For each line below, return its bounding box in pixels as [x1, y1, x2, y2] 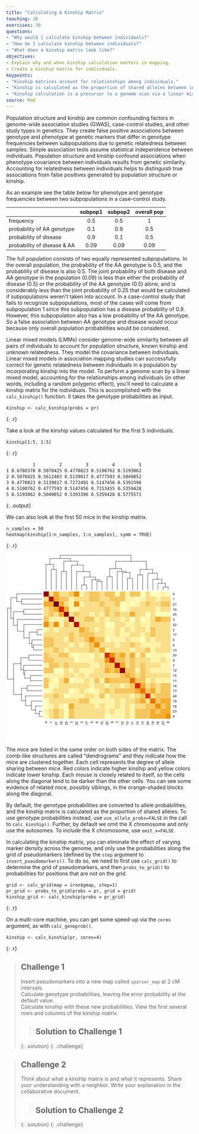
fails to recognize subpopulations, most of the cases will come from [6, 299, 172, 306]
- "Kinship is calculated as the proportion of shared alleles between [6, 85, 187, 91]
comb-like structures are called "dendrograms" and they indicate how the [6, 752, 186, 759]
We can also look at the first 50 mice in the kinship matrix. [6, 513, 147, 520]
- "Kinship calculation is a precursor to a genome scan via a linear [6, 91, 184, 97]
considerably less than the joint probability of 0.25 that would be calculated [6, 286, 190, 293]
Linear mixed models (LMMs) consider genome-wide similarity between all [6, 336, 188, 343]
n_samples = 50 [6, 526, 44, 532]
